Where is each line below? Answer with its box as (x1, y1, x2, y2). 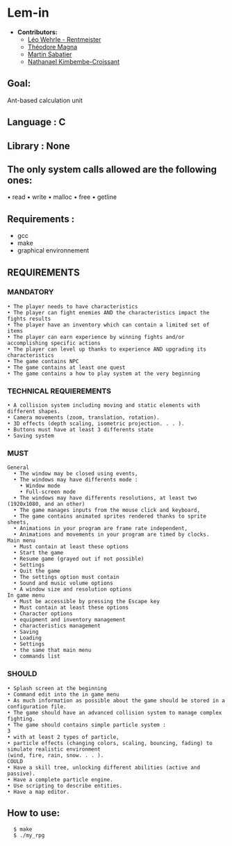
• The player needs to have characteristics (7, 303, 138, 310)
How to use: (7, 807, 60, 819)
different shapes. (7, 408, 60, 415)
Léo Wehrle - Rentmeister (27, 35, 101, 43)
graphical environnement (17, 246, 89, 255)
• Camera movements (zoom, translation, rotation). (7, 414, 160, 422)
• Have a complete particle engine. (7, 776, 113, 783)
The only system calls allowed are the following (7, 163, 217, 175)
